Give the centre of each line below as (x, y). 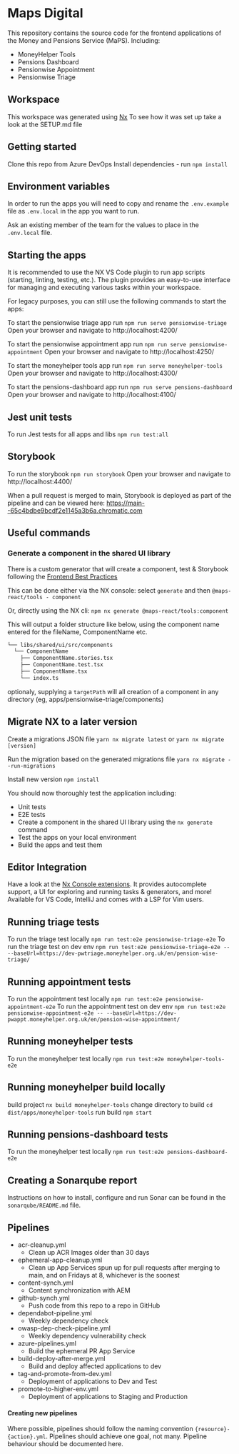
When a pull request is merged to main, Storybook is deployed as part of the (119, 495)
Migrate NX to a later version (72, 722)
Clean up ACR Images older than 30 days (89, 1253)
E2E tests (31, 814)
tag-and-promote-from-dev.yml (65, 1374)
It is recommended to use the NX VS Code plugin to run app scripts (106, 272)
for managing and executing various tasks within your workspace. (104, 288)
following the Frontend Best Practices (62, 576)
